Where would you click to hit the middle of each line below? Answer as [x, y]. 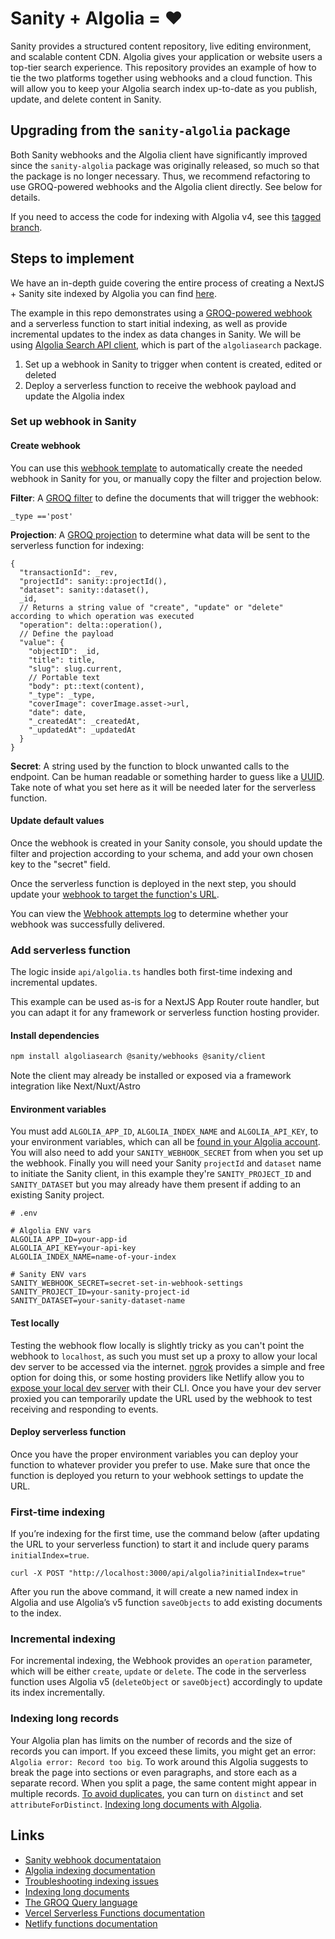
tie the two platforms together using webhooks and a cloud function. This [161, 78]
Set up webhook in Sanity [73, 422]
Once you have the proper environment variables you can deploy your [154, 1454]
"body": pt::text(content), [86, 686]
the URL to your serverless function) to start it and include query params [160, 1544]
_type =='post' [42, 516]
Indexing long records [65, 1719]
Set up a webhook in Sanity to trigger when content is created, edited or [173, 364]
